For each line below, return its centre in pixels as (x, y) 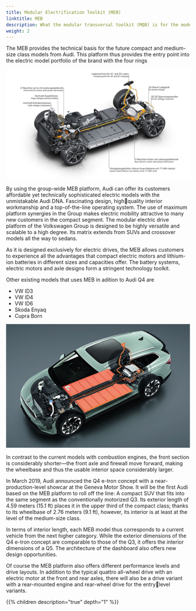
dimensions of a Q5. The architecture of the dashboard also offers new (91, 548)
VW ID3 (24, 291)
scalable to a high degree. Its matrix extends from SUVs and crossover (91, 232)
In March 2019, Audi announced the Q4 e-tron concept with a (80, 481)
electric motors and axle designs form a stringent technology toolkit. (88, 268)
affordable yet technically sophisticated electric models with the (83, 195)
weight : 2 (18, 31)
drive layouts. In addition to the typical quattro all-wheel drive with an (89, 572)
